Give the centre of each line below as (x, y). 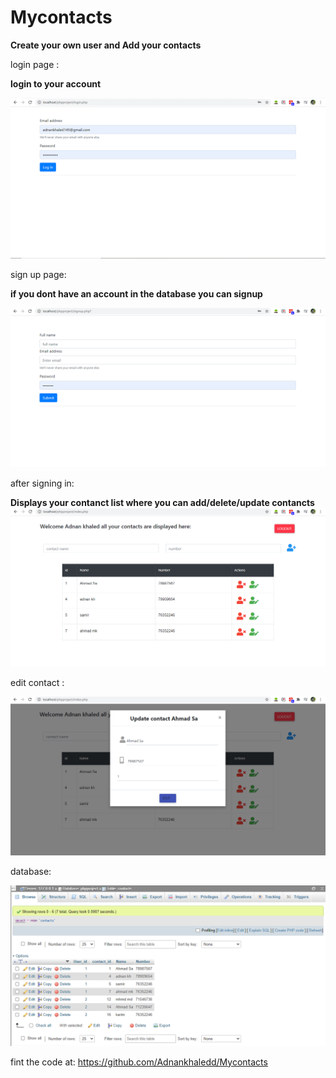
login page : (35, 64)
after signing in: (42, 483)
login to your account (56, 83)
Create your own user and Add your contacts (106, 45)
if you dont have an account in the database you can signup (136, 293)
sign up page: (38, 274)
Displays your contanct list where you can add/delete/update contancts (162, 502)
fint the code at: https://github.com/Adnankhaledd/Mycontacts (139, 1062)
